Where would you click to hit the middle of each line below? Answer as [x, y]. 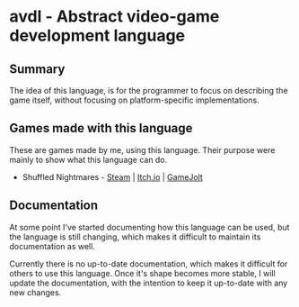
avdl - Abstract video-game [114, 17]
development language [97, 36]
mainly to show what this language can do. [88, 159]
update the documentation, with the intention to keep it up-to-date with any [149, 283]
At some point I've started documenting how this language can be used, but [149, 227]
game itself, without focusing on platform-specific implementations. [134, 100]
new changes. [35, 292]
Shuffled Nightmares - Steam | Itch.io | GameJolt [113, 176]
